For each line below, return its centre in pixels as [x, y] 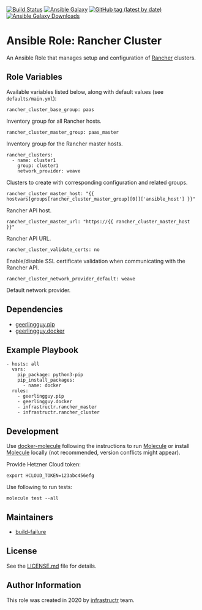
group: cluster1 [38, 166]
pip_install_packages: [46, 380]
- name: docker [42, 386]
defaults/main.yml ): [32, 98]
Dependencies [35, 310]
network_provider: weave [49, 171]
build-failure [31, 532]
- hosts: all [23, 364]
